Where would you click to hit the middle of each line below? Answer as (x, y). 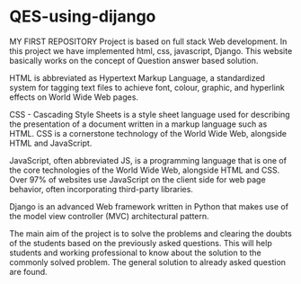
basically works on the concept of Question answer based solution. (134, 60)
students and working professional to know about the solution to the (136, 253)
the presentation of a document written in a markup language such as (138, 124)
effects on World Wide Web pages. (74, 97)
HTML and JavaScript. (51, 143)
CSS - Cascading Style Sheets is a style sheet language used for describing (150, 114)
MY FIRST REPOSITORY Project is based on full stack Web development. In (148, 41)
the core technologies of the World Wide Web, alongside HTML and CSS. (145, 170)
